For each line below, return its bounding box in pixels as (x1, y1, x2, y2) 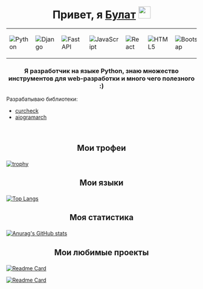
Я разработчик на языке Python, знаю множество (24, 66, 179, 75)
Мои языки (79, 178, 124, 188)
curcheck (14, 107, 39, 115)
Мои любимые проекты (54, 247, 149, 258)
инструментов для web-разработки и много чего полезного (8, 74, 195, 83)
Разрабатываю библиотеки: (6, 95, 78, 103)
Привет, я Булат (52, 8, 136, 22)
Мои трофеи (77, 142, 126, 153)
